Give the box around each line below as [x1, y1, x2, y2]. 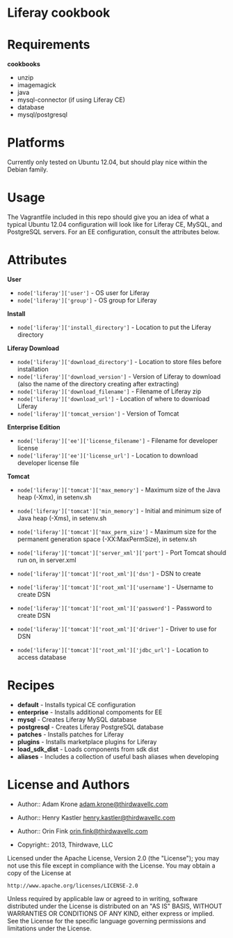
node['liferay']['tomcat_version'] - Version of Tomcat [17, 409, 179, 418]
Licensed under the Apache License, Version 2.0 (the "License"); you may [7, 854, 220, 862]
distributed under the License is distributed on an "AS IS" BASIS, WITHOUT [7, 902, 223, 910]
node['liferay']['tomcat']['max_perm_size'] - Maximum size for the [17, 527, 217, 536]
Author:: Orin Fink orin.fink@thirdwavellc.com [17, 826, 148, 835]
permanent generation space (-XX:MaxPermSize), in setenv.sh [17, 535, 197, 543]
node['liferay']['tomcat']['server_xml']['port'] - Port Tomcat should [17, 548, 227, 557]
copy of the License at [7, 868, 72, 877]
